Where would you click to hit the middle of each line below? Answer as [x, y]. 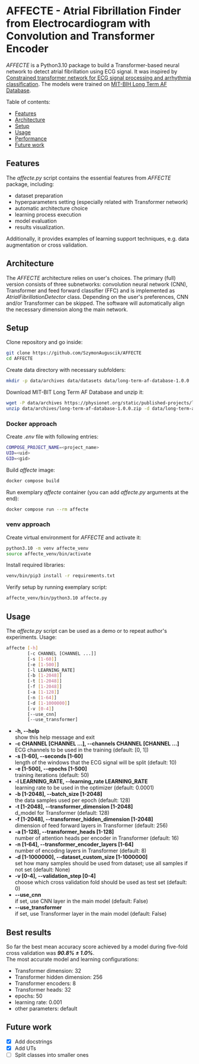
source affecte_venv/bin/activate [49, 554]
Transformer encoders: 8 [45, 983]
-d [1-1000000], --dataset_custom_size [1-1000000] [81, 857]
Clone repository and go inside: [44, 342]
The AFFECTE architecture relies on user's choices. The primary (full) [91, 278]
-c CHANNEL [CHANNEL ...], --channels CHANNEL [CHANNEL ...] [97, 744]
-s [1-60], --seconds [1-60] [49, 756]
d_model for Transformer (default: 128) [62, 813]
